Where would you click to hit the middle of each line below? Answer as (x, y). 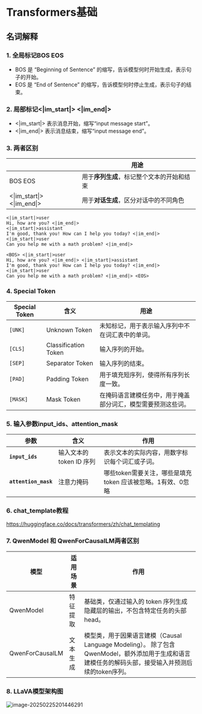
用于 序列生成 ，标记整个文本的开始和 (133, 177)
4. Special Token (31, 292)
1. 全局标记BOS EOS (35, 55)
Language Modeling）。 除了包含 (130, 645)
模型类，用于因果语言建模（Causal (133, 636)
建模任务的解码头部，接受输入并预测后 (138, 663)
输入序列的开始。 (124, 349)
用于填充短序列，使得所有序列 (142, 375)
